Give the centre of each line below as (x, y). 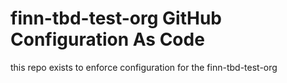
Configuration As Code (107, 39)
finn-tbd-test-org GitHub (116, 18)
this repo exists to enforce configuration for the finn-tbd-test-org (144, 67)
